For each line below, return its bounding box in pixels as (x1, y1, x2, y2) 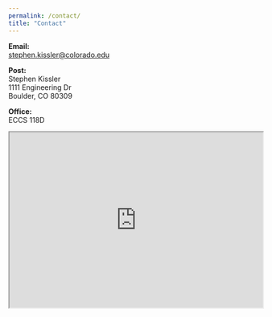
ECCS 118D (8, 115, 45, 124)
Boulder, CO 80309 (8, 91, 72, 100)
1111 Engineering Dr (8, 82, 72, 92)
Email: (8, 41, 30, 51)
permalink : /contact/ (8, 11, 81, 20)
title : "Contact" (8, 19, 67, 27)
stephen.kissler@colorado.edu (8, 50, 110, 59)
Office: (8, 106, 32, 116)
